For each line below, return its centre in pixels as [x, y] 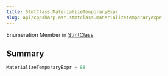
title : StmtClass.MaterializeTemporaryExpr [62, 12]
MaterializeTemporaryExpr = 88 [46, 68]
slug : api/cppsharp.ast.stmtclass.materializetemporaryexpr [84, 17]
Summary [25, 53]
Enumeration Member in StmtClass [50, 34]
